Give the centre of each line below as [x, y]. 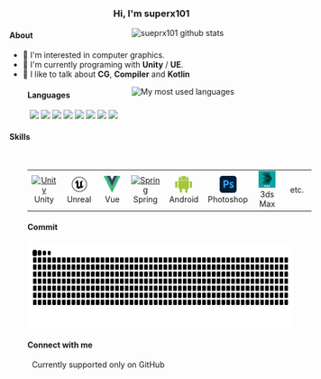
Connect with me [60, 345]
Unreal [79, 199]
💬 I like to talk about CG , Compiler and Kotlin [106, 74]
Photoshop [228, 199]
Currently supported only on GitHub [98, 365]
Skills [20, 136]
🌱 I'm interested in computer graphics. [93, 55]
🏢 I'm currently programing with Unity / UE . [103, 65]
